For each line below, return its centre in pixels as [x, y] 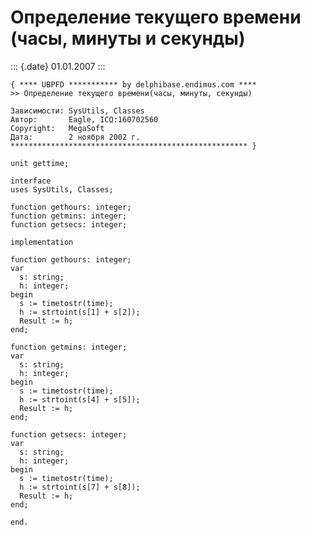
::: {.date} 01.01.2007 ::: [58, 66]
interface [31, 181]
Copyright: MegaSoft [57, 128]
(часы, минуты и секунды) [128, 38]
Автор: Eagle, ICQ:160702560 [84, 119]
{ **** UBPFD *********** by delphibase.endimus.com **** [133, 84]
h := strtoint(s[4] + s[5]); [80, 399]
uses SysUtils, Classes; [62, 189]
